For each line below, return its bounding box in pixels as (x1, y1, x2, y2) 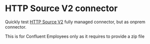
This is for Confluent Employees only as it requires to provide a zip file (5, 33, 145, 39)
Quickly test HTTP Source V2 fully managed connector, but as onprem (5, 19, 146, 25)
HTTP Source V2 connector (5, 3, 118, 14)
